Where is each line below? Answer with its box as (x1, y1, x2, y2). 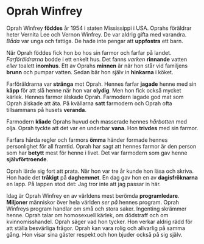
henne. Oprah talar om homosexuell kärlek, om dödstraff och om (6, 211, 169, 218)
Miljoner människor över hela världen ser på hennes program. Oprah (6, 198, 180, 206)
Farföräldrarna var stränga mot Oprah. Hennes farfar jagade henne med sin (6, 80, 197, 88)
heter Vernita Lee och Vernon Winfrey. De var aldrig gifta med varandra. (6, 30, 187, 38)
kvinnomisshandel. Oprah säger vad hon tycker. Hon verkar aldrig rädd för (6, 218, 193, 225)
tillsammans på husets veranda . (6, 106, 87, 113)
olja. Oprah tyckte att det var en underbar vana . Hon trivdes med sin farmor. (6, 124, 199, 131)
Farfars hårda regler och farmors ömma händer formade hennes (6, 136, 168, 144)
